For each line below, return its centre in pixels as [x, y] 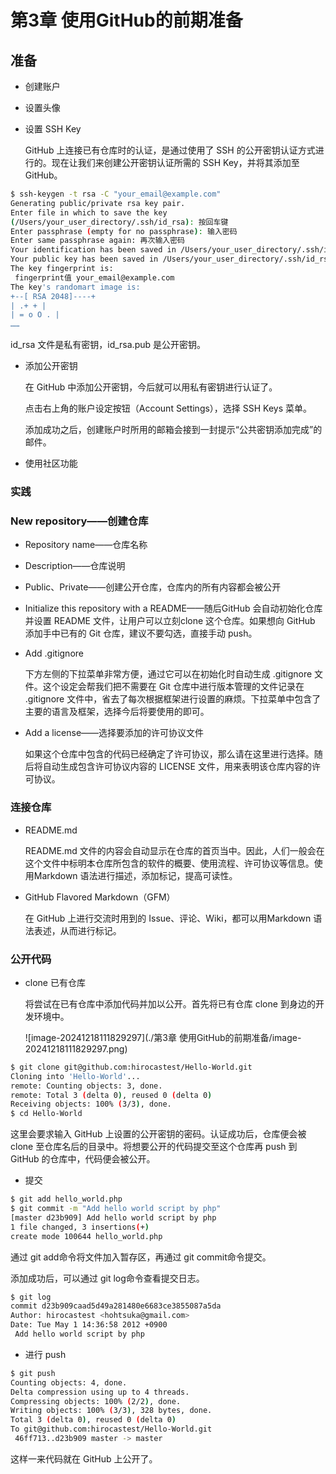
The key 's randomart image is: [75, 287]
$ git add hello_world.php [66, 1199]
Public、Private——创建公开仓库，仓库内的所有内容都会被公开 [153, 587]
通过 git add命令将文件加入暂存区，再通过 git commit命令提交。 [141, 1257]
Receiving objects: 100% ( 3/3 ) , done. [91, 1104]
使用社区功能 [51, 463]
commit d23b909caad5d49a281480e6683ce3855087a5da [116, 1306]
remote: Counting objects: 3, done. [86, 1086]
